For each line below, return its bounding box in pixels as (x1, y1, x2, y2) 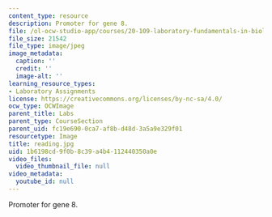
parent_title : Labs (8, 110, 74, 118)
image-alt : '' (15, 72, 63, 80)
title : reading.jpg (8, 139, 74, 148)
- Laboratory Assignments (8, 87, 96, 96)
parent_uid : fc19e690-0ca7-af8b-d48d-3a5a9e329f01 (8, 125, 183, 133)
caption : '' (15, 57, 57, 66)
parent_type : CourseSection (8, 117, 104, 126)
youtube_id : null (15, 177, 74, 186)
